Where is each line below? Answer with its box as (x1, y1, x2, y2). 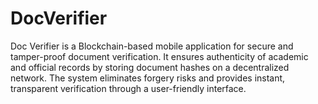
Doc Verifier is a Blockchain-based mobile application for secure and (10, 40, 294, 52)
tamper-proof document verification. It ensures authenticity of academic (10, 50, 309, 62)
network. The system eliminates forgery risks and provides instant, (10, 72, 286, 84)
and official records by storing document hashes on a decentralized (10, 61, 290, 73)
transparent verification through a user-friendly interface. (10, 82, 247, 94)
